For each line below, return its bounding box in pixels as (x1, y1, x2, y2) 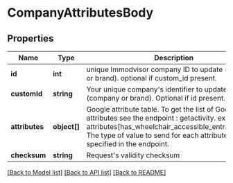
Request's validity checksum (86, 150, 180, 160)
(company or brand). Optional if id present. (86, 94, 225, 103)
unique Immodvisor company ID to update (86, 64, 223, 74)
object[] (53, 122, 80, 131)
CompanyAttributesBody (7, 5, 154, 21)
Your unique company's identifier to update (86, 85, 227, 94)
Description (154, 53, 194, 62)
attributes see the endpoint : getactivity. (86, 113, 216, 123)
